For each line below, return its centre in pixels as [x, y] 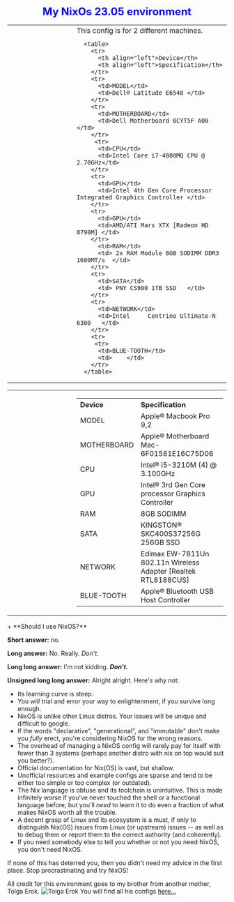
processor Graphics [173, 494]
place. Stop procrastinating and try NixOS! [68, 870]
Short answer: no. [34, 640]
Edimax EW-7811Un [175, 553]
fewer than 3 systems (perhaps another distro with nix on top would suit [120, 753]
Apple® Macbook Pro [175, 416]
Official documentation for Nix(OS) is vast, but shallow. [96, 767]
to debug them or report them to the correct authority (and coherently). [119, 834]
